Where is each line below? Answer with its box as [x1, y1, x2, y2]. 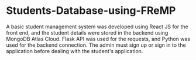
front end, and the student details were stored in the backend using [6, 29, 169, 36]
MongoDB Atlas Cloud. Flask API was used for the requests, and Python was [6, 35, 191, 42]
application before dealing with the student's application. [6, 47, 143, 54]
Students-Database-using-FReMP [6, 4, 176, 17]
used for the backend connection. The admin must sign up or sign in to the [6, 42, 186, 48]
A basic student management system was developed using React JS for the [6, 23, 188, 30]
